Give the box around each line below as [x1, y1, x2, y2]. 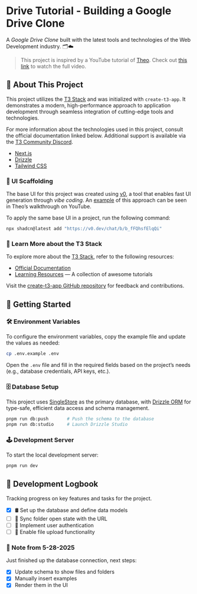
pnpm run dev [6, 463, 38, 469]
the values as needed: [6, 339, 60, 346]
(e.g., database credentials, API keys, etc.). [6, 367, 111, 375]
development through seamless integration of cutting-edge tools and [6, 108, 174, 115]
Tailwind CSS [14, 162, 47, 169]
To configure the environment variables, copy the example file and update [6, 333, 186, 340]
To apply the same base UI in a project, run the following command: [6, 214, 170, 222]
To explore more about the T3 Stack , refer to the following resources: [6, 253, 175, 260]
